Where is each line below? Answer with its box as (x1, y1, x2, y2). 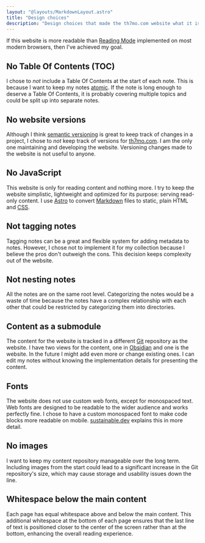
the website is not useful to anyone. (6, 150, 96, 157)
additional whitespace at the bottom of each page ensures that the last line (6, 517, 195, 524)
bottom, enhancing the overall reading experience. (6, 530, 133, 537)
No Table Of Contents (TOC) (6, 61, 115, 71)
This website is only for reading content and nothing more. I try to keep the (6, 184, 195, 191)
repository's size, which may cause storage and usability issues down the (6, 470, 192, 477)
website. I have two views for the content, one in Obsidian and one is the (6, 344, 189, 351)
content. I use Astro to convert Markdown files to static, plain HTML (18, 196, 189, 204)
